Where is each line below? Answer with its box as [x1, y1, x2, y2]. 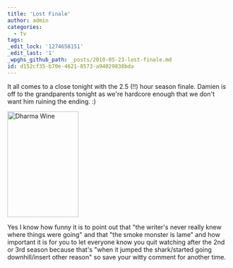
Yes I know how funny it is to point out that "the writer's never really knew [7, 223, 222, 231]
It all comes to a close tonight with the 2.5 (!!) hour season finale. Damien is [7, 82, 227, 90]
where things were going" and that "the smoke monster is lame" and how [7, 230, 220, 238]
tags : [7, 37, 23, 44]
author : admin [7, 17, 49, 24]
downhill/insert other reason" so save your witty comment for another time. [7, 252, 226, 261]
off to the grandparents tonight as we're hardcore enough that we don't [7, 90, 215, 98]
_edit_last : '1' [7, 50, 55, 57]
